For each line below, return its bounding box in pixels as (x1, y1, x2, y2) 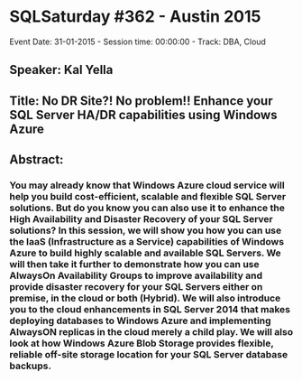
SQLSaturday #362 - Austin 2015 (9, 6, 261, 27)
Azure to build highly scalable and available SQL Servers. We (9, 246, 281, 259)
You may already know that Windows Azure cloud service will (9, 179, 286, 191)
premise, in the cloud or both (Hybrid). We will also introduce (9, 292, 281, 304)
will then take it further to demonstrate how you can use (9, 258, 260, 271)
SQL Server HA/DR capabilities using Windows (9, 107, 278, 123)
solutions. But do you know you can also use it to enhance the (9, 201, 286, 214)
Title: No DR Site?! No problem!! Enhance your (9, 93, 273, 108)
